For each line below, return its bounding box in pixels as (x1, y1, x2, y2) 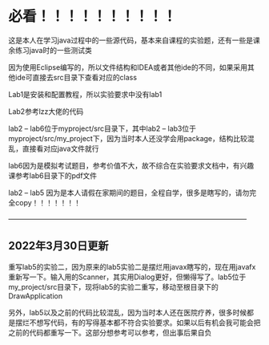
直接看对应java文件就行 (22, 144, 99, 153)
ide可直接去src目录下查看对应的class (14, 72, 138, 82)
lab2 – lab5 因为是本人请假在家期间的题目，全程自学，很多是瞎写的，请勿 (8, 188, 250, 197)
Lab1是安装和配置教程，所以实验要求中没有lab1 (8, 89, 163, 99)
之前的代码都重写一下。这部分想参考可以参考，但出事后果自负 (8, 327, 212, 337)
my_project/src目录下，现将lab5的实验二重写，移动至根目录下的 (8, 282, 219, 291)
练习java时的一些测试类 (14, 45, 92, 55)
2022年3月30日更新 (8, 239, 110, 253)
